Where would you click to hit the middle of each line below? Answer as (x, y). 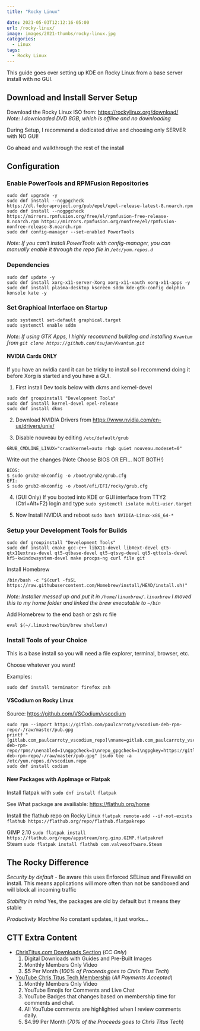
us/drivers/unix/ (35, 426)
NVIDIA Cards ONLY (32, 356)
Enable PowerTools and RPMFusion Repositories (78, 183)
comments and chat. (49, 1002)
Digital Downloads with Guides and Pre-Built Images (88, 958)
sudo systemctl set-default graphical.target (64, 320)
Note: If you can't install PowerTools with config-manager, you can (89, 243)
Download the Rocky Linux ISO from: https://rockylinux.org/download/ (93, 112)
